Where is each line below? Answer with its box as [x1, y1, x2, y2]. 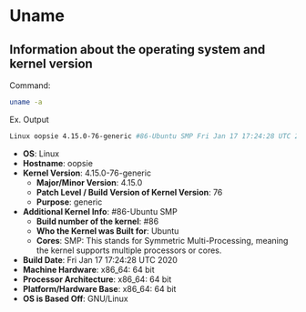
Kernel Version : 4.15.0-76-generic [22, 167, 152, 178]
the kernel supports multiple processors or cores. [36, 245, 222, 256]
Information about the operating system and [9, 42, 266, 57]
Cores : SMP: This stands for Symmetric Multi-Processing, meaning [36, 235, 289, 246]
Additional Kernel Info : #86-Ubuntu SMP [22, 206, 178, 216]
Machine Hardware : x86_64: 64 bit [22, 264, 155, 275]
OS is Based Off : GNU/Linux [22, 293, 129, 304]
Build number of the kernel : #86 [36, 216, 159, 226]
